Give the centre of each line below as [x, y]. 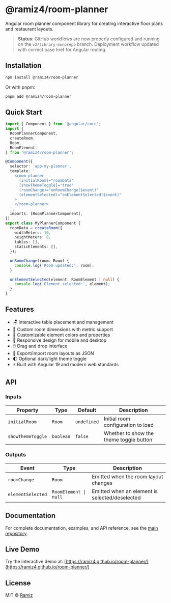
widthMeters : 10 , [33, 233]
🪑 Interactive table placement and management [63, 322]
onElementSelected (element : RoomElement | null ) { [65, 279]
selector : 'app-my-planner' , [41, 167]
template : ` [23, 171]
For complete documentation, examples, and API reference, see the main [82, 528]
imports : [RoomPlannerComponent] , [46, 214]
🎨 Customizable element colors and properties [61, 335]
